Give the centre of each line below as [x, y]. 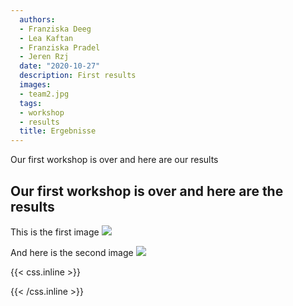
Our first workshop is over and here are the [147, 191]
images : [35, 85]
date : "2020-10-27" [60, 66]
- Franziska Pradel [60, 47]
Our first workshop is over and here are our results [114, 160]
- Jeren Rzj [44, 57]
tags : [31, 103]
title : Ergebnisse [58, 131]
